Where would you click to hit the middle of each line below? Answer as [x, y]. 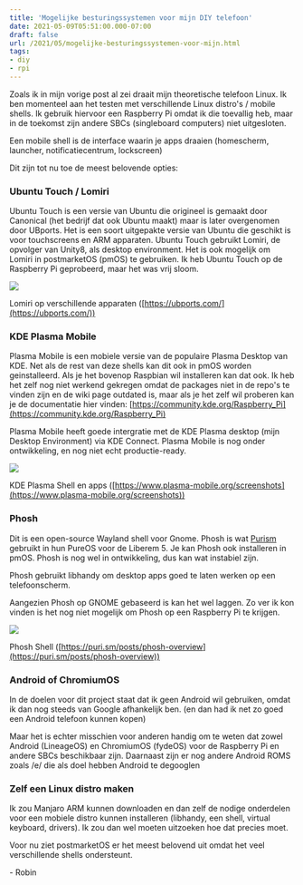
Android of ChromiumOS [65, 679]
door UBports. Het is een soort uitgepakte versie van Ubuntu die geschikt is [150, 230]
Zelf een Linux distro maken [71, 788]
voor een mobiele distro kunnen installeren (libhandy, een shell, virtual [140, 818]
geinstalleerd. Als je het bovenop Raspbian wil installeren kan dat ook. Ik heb [152, 375]
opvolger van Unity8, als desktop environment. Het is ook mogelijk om [140, 249]
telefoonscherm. [40, 585]
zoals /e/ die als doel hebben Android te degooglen [105, 765]
